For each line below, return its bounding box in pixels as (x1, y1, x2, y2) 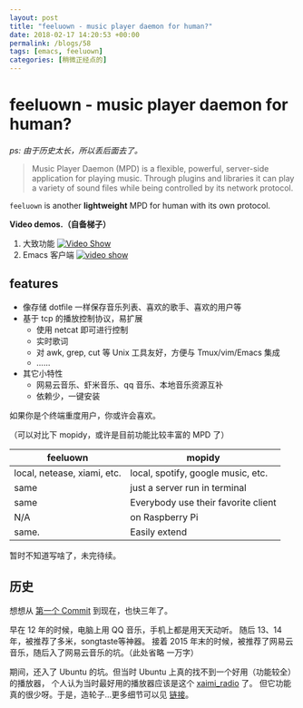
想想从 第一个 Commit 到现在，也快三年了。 (9, 605, 172, 615)
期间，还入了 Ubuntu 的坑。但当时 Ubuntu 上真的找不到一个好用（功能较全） (9, 666, 292, 677)
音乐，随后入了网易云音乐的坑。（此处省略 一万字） (9, 646, 199, 658)
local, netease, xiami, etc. (14, 467, 122, 479)
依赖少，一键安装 (35, 390, 101, 401)
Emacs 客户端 (22, 249, 74, 260)
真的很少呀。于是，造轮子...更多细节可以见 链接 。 (9, 689, 194, 700)
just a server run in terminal (130, 481, 247, 494)
